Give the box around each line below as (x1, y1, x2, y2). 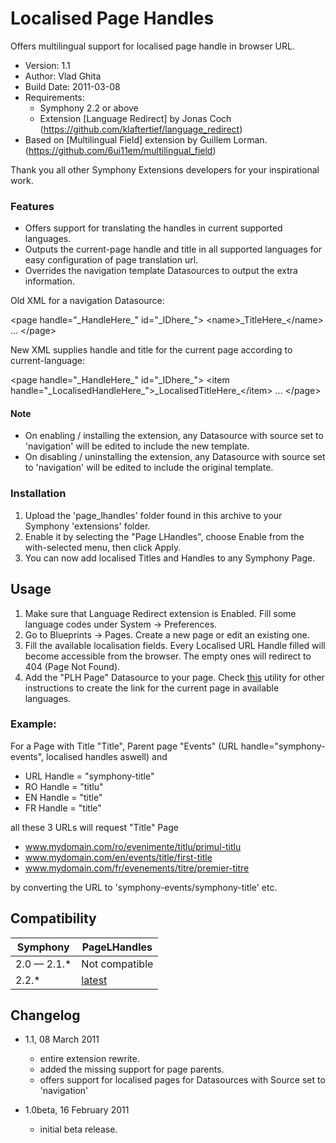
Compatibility (10, 910, 97, 927)
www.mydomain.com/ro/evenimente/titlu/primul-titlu (24, 840, 242, 852)
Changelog (10, 1007, 81, 1024)
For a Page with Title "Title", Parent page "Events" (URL (10, 740, 239, 752)
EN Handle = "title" (24, 791, 103, 803)
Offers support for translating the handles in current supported (24, 222, 283, 234)
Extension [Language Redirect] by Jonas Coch (39, 112, 232, 124)
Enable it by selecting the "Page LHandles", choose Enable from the (24, 530, 305, 542)
